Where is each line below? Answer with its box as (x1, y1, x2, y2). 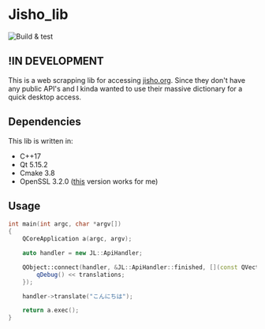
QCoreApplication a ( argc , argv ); (22, 235, 132, 243)
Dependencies (8, 115, 81, 129)
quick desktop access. (8, 92, 81, 102)
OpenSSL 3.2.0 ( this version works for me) (19, 176, 159, 186)
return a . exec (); (22, 306, 80, 315)
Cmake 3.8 (19, 168, 55, 178)
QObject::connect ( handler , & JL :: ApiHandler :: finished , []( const (22, 263, 238, 271)
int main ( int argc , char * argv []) (8, 220, 122, 228)
